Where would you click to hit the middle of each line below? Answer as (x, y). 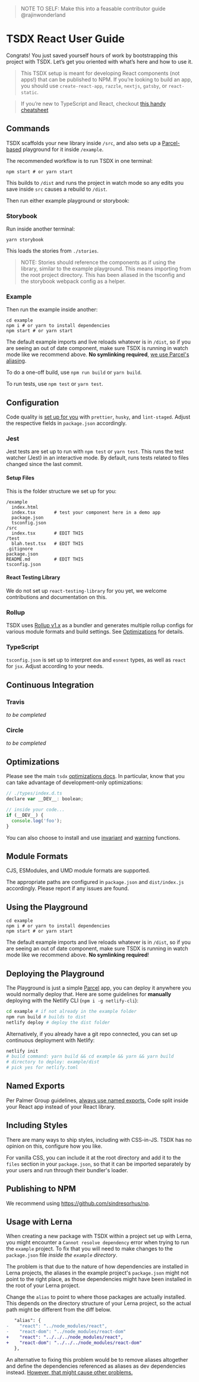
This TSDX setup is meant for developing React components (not (100, 73)
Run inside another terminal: (41, 229)
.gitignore (20, 549)
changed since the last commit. (45, 464)
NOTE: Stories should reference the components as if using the (98, 262)
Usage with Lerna (39, 1222)
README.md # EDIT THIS (45, 559)
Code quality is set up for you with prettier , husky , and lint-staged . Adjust (98, 417)
